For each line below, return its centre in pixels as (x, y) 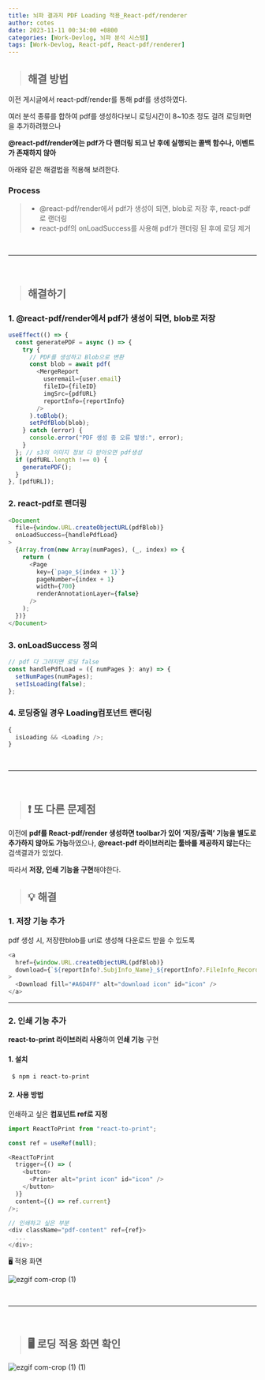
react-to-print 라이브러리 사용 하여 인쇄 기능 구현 (84, 1040)
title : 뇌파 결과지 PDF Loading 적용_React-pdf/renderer (98, 15)
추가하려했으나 (39, 126)
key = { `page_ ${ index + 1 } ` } (81, 572)
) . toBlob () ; (49, 416)
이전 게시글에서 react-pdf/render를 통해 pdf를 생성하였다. (98, 99)
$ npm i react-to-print (50, 1076)
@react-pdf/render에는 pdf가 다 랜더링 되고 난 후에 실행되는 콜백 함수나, (121, 142)
